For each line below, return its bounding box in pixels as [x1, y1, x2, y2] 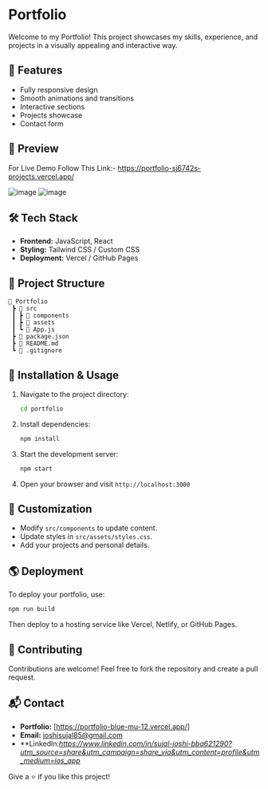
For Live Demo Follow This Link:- [8, 163, 116, 172]
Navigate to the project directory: [19, 390, 129, 398]
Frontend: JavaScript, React [19, 236, 113, 246]
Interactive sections [19, 101, 85, 111]
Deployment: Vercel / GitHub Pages [19, 253, 139, 263]
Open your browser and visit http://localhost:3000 [19, 479, 191, 489]
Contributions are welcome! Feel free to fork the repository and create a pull [8, 664, 258, 673]
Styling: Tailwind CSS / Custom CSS [19, 245, 140, 255]
